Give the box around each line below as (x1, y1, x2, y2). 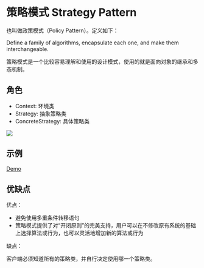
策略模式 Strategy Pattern (6, 5, 137, 19)
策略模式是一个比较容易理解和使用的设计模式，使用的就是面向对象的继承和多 (6, 58, 199, 65)
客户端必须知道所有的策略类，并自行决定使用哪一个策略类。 (6, 255, 156, 263)
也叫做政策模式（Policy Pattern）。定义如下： (6, 27, 119, 34)
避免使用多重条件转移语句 (15, 214, 80, 222)
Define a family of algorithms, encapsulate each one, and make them (6, 39, 179, 46)
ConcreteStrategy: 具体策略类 (15, 117, 90, 125)
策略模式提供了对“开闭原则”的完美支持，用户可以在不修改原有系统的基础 (15, 222, 197, 229)
